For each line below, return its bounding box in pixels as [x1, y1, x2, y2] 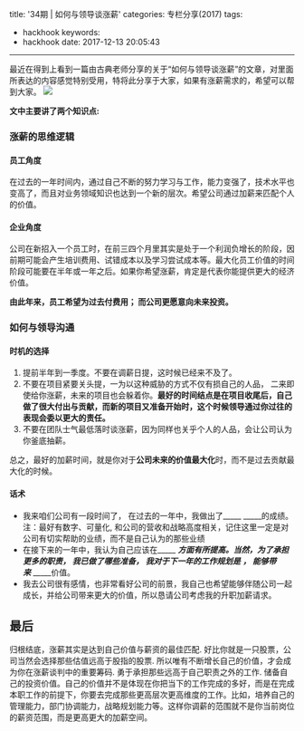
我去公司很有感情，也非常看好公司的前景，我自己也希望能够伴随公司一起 [22, 578, 292, 589]
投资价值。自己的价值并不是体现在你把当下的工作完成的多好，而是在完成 [24, 678, 295, 689]
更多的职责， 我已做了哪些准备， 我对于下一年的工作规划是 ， [22, 555, 252, 566]
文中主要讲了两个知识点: [9, 106, 100, 116]
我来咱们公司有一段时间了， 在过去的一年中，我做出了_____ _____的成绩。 [22, 510, 294, 521]
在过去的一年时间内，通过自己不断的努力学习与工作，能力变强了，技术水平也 [9, 177, 295, 188]
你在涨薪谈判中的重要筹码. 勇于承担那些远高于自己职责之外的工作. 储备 [16, 667, 280, 678]
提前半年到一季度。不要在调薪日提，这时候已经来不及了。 [22, 367, 237, 379]
